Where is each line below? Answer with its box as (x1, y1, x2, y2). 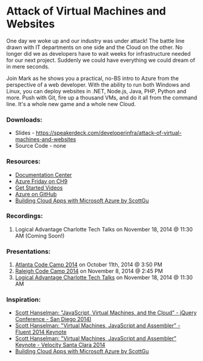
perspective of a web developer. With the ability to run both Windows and (6, 81, 190, 88)
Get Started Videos (15, 184, 63, 191)
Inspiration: (6, 296, 41, 304)
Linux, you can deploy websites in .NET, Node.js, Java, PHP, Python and (6, 87, 187, 94)
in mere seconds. (6, 62, 50, 70)
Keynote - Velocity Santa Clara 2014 (15, 341, 106, 349)
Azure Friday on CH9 (15, 177, 68, 185)
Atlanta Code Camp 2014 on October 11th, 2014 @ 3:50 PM (15, 261, 162, 268)
